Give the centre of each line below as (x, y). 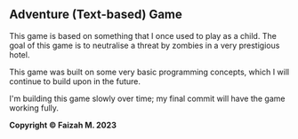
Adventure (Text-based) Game (96, 15)
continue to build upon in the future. (75, 81)
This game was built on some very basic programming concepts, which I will (149, 72)
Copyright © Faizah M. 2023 (63, 125)
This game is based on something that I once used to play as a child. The (143, 35)
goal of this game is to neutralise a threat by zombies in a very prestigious (145, 45)
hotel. (20, 54)
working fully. (34, 108)
